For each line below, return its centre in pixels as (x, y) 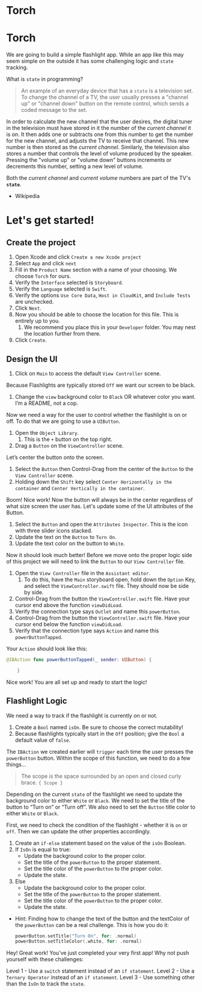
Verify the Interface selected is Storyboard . (69, 283)
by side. (34, 592)
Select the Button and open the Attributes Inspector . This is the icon (101, 524)
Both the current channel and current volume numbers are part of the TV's (99, 178)
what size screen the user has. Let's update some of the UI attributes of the (100, 506)
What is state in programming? (45, 79)
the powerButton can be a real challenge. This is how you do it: (92, 925)
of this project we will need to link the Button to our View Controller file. (96, 561)
